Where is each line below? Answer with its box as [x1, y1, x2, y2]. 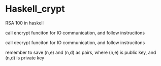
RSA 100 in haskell [5, 20, 44, 26]
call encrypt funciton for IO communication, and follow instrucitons [5, 29, 145, 36]
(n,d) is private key [5, 54, 45, 61]
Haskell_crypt [5, 3, 65, 15]
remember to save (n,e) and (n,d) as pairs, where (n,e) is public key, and [5, 49, 156, 55]
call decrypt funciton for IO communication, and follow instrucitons [5, 39, 145, 46]
